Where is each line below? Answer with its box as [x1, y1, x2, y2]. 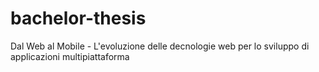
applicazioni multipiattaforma [10, 50, 130, 62]
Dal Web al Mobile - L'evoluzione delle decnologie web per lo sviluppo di [10, 40, 310, 52]
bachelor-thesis [10, 7, 147, 30]
